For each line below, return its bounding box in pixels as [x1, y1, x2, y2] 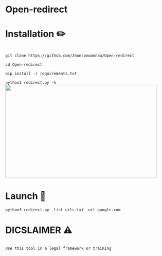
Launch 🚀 [5, 190, 46, 202]
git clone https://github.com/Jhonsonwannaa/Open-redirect [5, 53, 135, 59]
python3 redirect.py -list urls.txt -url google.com [5, 207, 121, 213]
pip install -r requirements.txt [5, 71, 77, 77]
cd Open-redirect [5, 62, 43, 67]
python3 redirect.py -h [5, 80, 57, 85]
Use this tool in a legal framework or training [5, 246, 112, 251]
